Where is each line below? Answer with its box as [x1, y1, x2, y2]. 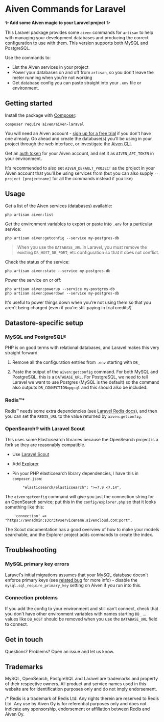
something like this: [5, 504, 45, 510]
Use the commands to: [5, 54, 51, 60]
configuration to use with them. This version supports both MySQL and [5, 40, 148, 46]
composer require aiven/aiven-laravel [5, 122, 84, 127]
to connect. [5, 621, 28, 627]
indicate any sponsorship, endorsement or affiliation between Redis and [5, 706, 150, 712]
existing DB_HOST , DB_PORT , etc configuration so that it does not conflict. [17, 249, 160, 255]
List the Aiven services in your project [12, 64, 89, 70]
